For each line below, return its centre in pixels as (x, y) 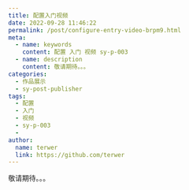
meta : (17, 37)
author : (21, 140)
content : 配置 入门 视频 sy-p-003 (75, 52)
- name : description (49, 60)
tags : (17, 96)
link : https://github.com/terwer (70, 155)
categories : (28, 74)
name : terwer (37, 147)
